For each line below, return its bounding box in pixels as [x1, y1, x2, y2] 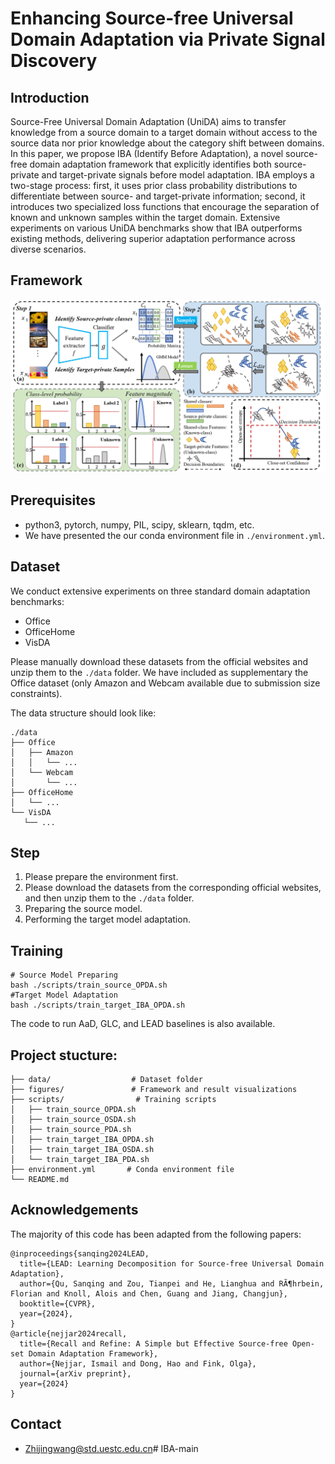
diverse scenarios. [10, 243, 87, 255]
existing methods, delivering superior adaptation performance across [10, 233, 296, 244]
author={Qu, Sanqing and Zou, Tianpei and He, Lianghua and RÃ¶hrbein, [19, 1278, 325, 1289]
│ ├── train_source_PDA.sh [10, 1124, 132, 1134]
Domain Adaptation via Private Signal [10, 28, 326, 51]
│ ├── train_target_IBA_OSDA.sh [10, 1144, 155, 1154]
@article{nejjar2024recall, [10, 1328, 128, 1339]
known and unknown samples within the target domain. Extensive [10, 212, 281, 223]
